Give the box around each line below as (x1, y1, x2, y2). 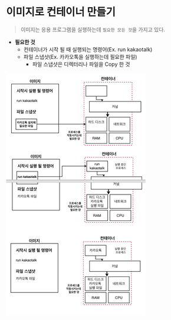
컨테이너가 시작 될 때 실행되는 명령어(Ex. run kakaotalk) (23, 45, 153, 53)
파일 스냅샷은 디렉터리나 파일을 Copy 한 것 (32, 60, 130, 68)
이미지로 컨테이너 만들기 (6, 5, 116, 19)
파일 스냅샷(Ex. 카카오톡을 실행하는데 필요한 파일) (23, 53, 137, 60)
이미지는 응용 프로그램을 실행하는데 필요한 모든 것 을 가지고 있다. (20, 26, 165, 33)
